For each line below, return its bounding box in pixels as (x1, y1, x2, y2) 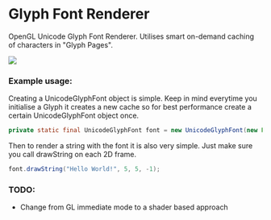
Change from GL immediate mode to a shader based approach (19, 202, 228, 212)
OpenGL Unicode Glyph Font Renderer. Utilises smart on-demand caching (8, 31, 254, 41)
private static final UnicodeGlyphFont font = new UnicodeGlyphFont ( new (8, 127, 258, 135)
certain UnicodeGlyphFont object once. (8, 110, 140, 121)
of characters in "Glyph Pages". (8, 39, 114, 49)
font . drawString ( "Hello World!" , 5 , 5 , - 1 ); (8, 165, 161, 173)
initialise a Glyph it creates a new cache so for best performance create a (8, 102, 252, 112)
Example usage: (8, 75, 73, 86)
